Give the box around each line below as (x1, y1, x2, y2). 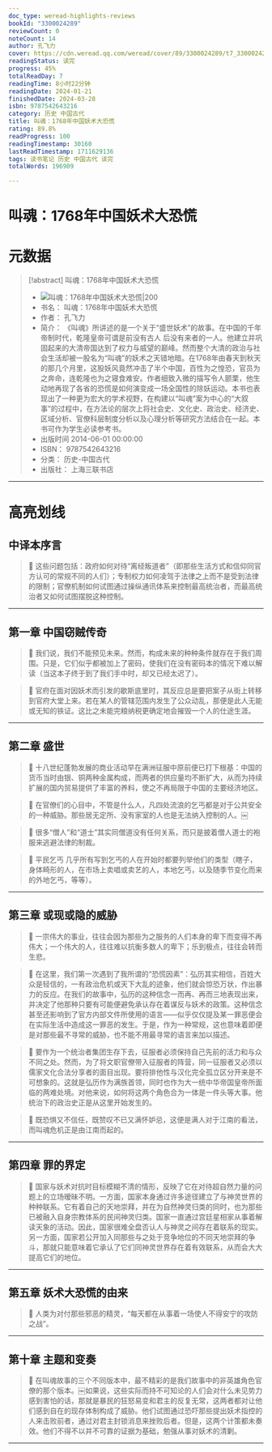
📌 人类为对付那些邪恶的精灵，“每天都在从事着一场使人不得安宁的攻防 (28, 1309, 259, 1318)
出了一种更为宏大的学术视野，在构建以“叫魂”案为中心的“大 (47, 394, 242, 403)
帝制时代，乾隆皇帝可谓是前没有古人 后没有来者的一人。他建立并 (40, 333, 256, 343)
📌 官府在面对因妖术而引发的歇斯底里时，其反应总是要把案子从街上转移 (28, 686, 262, 696)
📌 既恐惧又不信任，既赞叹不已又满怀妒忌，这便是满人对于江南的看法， (28, 1114, 262, 1124)
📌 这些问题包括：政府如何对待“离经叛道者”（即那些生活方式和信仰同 (28, 561, 255, 571)
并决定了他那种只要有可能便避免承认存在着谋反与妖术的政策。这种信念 (28, 999, 263, 1009)
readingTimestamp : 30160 (8, 139, 92, 148)
